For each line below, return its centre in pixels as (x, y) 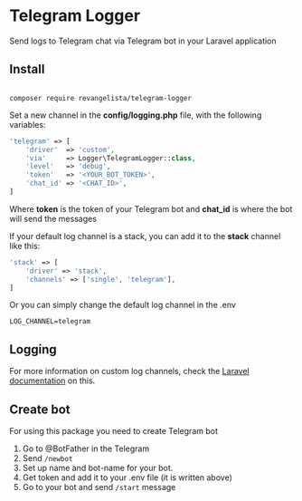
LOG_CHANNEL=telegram (50, 322)
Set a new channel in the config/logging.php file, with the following (136, 115)
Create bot (40, 409)
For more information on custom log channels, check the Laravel (130, 371)
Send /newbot (47, 458)
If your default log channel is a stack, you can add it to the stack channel (145, 236)
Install (27, 69)
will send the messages (53, 218)
